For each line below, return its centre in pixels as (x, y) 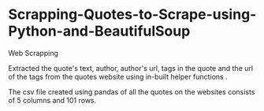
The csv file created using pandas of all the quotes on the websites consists (132, 91)
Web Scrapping (33, 53)
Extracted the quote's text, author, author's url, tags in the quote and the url (131, 68)
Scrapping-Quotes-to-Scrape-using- (132, 15)
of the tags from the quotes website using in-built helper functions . (118, 76)
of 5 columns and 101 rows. (52, 100)
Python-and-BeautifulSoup (99, 31)
